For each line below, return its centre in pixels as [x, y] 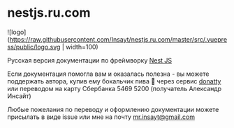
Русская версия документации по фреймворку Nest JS [90, 60]
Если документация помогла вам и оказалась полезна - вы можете [108, 74]
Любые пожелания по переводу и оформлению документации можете [113, 109]
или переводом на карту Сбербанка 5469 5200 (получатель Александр [115, 88]
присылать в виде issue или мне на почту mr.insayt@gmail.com [101, 117]
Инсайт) [19, 96]
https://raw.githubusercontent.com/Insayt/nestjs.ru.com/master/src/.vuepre [118, 39]
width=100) [82, 47]
